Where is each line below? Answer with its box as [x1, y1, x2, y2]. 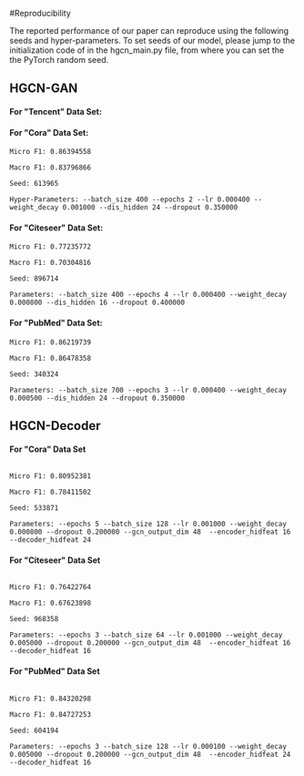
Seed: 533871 [9, 504, 59, 513]
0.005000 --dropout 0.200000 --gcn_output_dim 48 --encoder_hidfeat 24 [9, 750, 291, 759]
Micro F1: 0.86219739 [9, 337, 92, 347]
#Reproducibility [9, 8, 71, 18]
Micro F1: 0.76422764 [9, 583, 92, 592]
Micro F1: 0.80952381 [9, 472, 92, 481]
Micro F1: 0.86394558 [9, 148, 92, 157]
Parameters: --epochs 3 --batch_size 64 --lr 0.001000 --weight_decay [9, 630, 283, 640]
